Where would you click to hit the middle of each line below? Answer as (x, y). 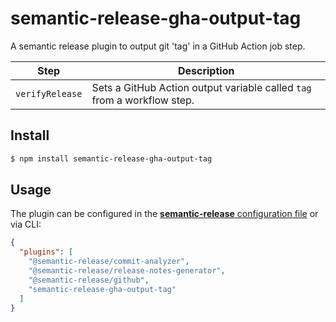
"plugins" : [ (46, 252)
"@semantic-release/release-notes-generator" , (127, 271)
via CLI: (26, 224)
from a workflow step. (143, 100)
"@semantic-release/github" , (89, 280)
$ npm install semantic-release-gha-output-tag (111, 158)
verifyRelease (49, 93)
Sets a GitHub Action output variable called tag (201, 87)
